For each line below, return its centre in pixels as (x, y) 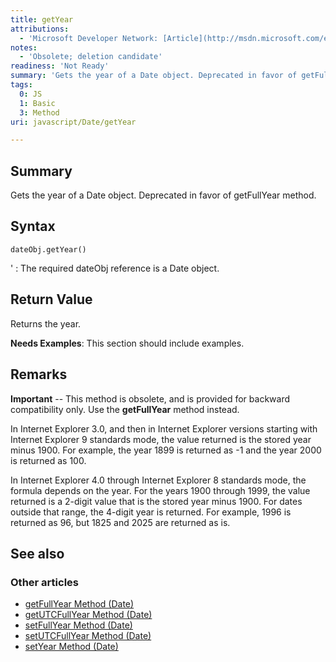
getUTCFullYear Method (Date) (88, 615)
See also (37, 553)
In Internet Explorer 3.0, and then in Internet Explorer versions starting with (164, 428)
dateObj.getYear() (48, 249)
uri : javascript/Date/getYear (73, 122)
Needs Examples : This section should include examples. (127, 343)
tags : (21, 85)
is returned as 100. (48, 460)
